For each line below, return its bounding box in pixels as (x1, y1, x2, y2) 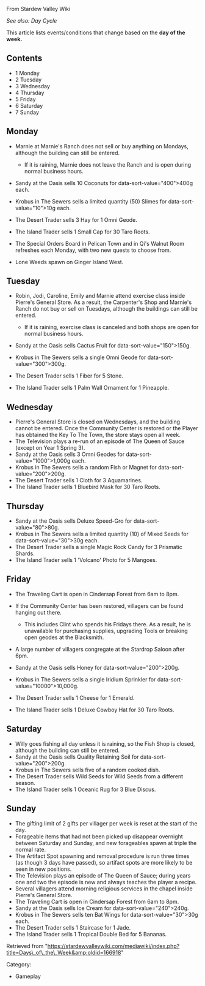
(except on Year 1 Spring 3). (15, 444, 85, 452)
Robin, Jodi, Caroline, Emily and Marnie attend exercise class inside (15, 292, 185, 300)
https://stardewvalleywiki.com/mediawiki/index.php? (47, 942, 180, 949)
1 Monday (15, 69, 40, 77)
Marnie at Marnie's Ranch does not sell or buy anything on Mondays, (15, 142, 189, 150)
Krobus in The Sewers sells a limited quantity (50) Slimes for (15, 197, 167, 205)
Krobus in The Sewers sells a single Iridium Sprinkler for (15, 675, 156, 683)
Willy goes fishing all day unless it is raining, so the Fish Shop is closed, (15, 740, 195, 747)
